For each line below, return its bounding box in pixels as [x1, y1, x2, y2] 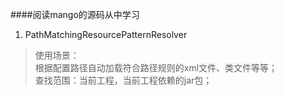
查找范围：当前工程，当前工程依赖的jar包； [34, 74, 213, 86]
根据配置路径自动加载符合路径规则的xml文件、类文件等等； [34, 62, 278, 73]
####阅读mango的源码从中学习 [10, 9, 140, 20]
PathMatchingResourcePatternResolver [24, 29, 188, 40]
